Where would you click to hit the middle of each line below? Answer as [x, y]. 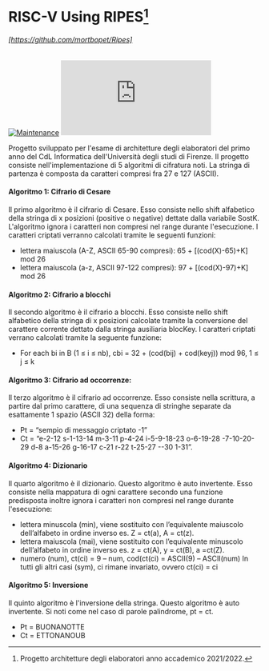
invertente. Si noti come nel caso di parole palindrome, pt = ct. [111, 611]
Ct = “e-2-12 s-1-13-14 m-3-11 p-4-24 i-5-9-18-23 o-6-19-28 [120, 439]
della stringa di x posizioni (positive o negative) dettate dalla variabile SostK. [134, 218]
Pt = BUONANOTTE [52, 627]
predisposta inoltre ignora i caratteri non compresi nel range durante [121, 500]
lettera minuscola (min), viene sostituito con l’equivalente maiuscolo [132, 524]
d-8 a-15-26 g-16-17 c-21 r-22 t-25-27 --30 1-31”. [112, 447]
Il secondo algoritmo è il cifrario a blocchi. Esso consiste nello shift [118, 312]
